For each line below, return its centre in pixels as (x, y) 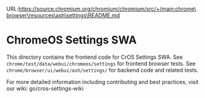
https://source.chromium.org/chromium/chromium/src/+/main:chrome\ (107, 9)
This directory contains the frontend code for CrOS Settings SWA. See (95, 57)
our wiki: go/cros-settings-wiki (45, 88)
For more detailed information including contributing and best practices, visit (103, 81)
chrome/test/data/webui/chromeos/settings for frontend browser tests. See (101, 63)
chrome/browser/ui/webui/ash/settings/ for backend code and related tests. (103, 70)
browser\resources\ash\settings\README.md (63, 15)
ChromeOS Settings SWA (72, 40)
